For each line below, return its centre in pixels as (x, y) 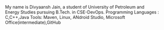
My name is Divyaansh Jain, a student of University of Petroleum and (75, 7)
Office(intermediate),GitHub (33, 22)
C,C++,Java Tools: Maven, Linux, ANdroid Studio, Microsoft (65, 17)
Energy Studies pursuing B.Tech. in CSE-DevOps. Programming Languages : (82, 12)
